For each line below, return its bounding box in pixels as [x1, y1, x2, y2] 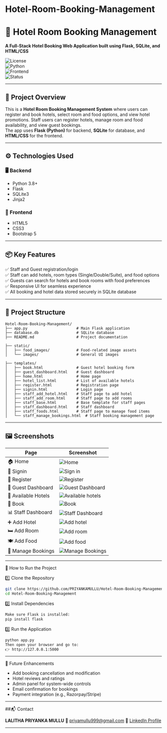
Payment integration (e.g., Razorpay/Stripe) [12, 692, 101, 698]
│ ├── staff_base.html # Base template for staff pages [5, 400, 146, 405]
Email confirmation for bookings [12, 686, 78, 692]
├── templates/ [5, 361, 37, 366]
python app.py [5, 638, 35, 643]
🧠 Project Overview [5, 93, 66, 101]
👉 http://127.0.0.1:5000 [5, 647, 59, 652]
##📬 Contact [5, 706, 34, 712]
